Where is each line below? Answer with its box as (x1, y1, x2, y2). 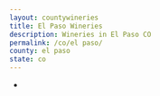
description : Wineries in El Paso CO (9, 30, 152, 39)
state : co (9, 55, 47, 64)
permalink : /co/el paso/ (9, 38, 103, 48)
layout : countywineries (9, 13, 99, 22)
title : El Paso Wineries (9, 22, 103, 31)
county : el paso (9, 47, 71, 56)
